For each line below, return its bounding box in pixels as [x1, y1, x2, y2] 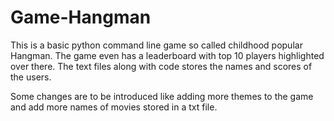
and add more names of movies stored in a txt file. [10, 101, 218, 113]
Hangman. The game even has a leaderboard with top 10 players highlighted [10, 49, 325, 61]
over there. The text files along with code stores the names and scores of [10, 60, 313, 72]
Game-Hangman [10, 6, 152, 29]
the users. [10, 71, 52, 83]
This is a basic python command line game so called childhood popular [10, 39, 303, 51]
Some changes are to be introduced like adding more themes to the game [10, 90, 314, 102]
